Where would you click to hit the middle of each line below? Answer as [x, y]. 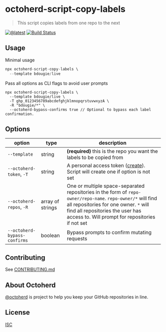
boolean [50, 235]
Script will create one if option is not [108, 172]
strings [49, 208]
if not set [77, 223]
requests [77, 239]
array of [50, 202]
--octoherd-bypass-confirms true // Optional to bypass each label [81, 110]
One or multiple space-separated [105, 186]
